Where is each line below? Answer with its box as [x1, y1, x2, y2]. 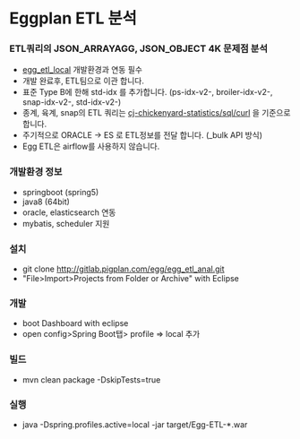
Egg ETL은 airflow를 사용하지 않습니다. [21, 141, 160, 152]
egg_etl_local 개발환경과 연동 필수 [21, 65, 143, 75]
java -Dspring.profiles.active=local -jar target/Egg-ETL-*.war [21, 418, 248, 430]
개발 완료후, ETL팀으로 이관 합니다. [21, 75, 145, 86]
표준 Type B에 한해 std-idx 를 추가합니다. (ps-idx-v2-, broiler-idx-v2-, [21, 87, 273, 98]
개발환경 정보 [9, 166, 63, 178]
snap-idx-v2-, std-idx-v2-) [21, 97, 122, 108]
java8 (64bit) [21, 196, 70, 207]
